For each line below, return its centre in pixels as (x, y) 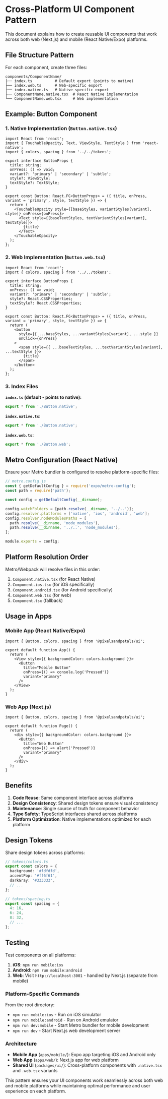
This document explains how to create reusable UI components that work (81, 34)
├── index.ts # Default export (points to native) (70, 81)
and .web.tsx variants (35, 1071)
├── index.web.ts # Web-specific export (54, 85)
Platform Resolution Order (47, 557)
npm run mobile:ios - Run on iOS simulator (57, 1014)
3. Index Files (22, 386)
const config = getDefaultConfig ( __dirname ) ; (54, 500)
